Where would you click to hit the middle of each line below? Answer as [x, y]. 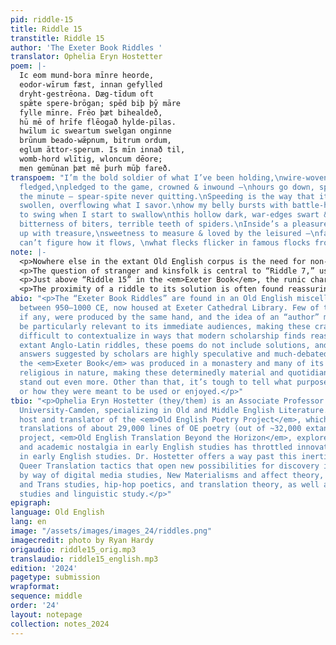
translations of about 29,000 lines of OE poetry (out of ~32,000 [160, 429]
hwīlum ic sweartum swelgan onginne [95, 131]
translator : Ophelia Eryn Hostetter [86, 57]
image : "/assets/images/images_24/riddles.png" [111, 531]
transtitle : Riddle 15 [57, 38]
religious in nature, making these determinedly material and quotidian [174, 373]
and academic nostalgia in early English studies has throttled [156, 447]
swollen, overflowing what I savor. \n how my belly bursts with [153, 206]
